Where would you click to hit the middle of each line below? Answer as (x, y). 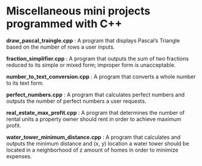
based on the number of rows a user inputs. (61, 47)
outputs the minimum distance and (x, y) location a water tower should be (98, 143)
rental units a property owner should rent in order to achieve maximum (94, 119)
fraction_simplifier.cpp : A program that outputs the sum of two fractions (97, 58)
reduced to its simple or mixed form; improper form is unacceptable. (91, 65)
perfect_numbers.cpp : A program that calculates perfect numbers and (96, 94)
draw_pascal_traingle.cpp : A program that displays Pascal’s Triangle (93, 40)
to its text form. (25, 83)
